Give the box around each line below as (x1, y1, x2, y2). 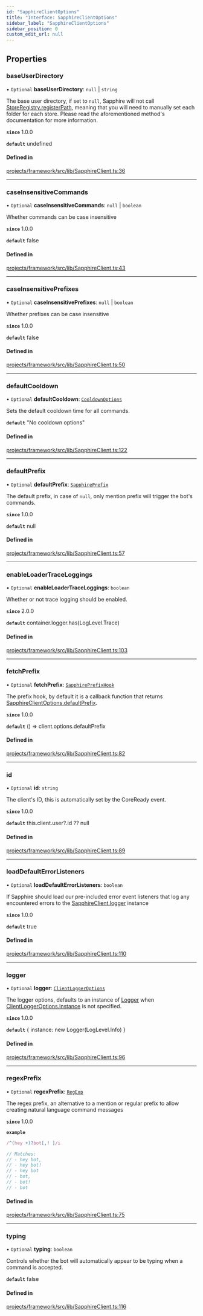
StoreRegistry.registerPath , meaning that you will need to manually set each (6, 103, 195, 111)
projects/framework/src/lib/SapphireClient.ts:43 (6, 264, 126, 271)
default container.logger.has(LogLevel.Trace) (6, 619, 120, 626)
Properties (6, 54, 47, 64)
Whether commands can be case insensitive (6, 213, 117, 221)
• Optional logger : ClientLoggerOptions (6, 985, 106, 992)
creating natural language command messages (6, 1106, 124, 1113)
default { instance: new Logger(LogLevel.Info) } (6, 1026, 126, 1034)
